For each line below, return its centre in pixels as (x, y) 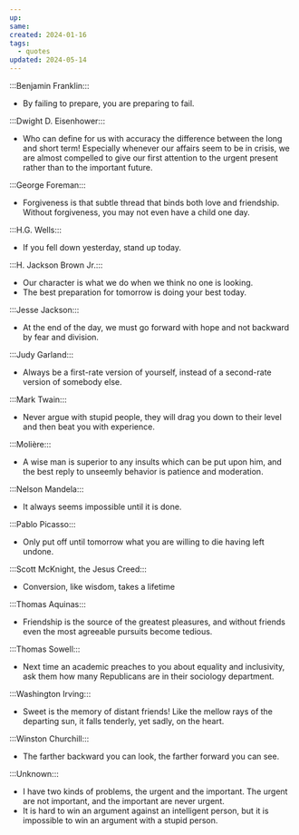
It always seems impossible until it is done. (102, 506)
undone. (38, 551)
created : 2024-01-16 (48, 34)
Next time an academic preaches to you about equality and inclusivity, (154, 667)
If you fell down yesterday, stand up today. (101, 247)
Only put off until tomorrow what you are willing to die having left (143, 542)
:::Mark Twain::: (38, 399)
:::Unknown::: (34, 774)
